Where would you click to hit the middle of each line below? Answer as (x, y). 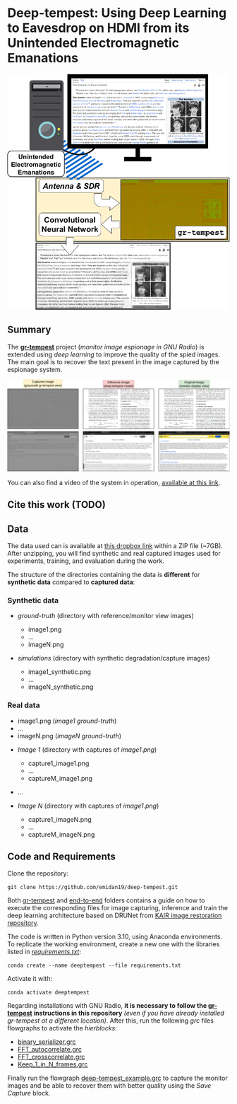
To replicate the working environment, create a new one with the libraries (114, 944)
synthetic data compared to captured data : (71, 582)
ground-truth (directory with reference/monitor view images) (105, 616)
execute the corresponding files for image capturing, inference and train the (117, 908)
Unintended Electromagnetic (93, 43)
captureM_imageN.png (61, 834)
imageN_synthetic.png (61, 687)
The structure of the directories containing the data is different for (104, 574)
